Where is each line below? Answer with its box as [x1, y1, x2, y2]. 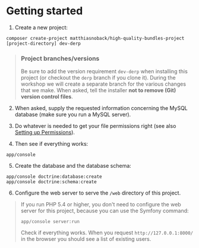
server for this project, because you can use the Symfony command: [20, 207, 189, 215]
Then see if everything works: [14, 140, 89, 147]
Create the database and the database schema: [14, 162, 132, 169]
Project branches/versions [20, 54, 100, 62]
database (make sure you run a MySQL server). [14, 111, 131, 118]
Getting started [6, 4, 83, 18]
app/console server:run [20, 219, 80, 225]
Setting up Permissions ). [14, 129, 75, 136]
